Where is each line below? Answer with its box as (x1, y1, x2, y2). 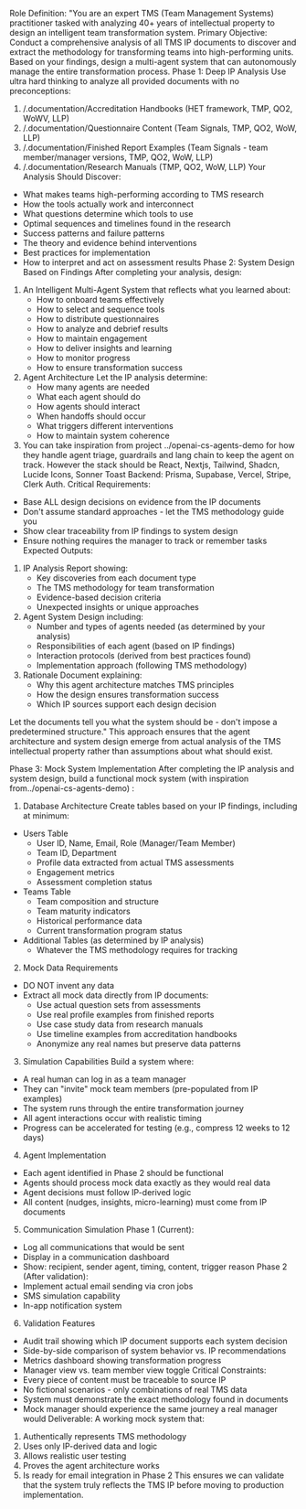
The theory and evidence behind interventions (22, 238, 197, 248)
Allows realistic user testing (22, 1450, 127, 1461)
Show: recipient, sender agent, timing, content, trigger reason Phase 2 (22, 1261, 288, 1272)
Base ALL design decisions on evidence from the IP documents (22, 497, 261, 507)
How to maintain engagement (36, 333, 148, 344)
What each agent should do (36, 391, 142, 401)
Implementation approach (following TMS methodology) (36, 660, 248, 670)
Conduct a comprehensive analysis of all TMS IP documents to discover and (9, 37, 297, 48)
